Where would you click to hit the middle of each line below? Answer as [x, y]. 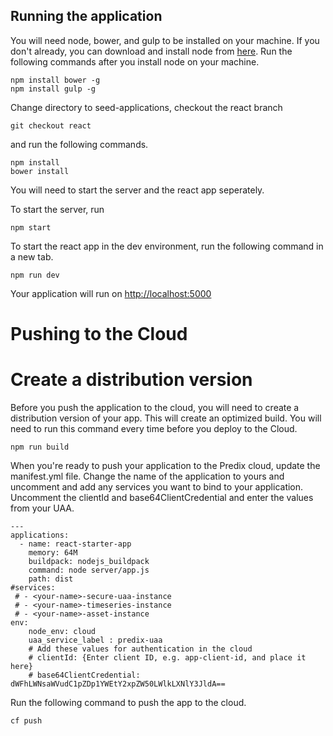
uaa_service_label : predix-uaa [95, 640]
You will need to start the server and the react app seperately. [137, 190]
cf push [26, 720]
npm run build [40, 447]
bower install [40, 171]
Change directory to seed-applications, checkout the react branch [146, 107]
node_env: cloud [62, 631]
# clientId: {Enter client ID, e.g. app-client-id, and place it [167, 657]
